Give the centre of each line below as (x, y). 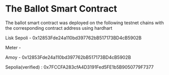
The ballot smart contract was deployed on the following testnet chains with (84, 23)
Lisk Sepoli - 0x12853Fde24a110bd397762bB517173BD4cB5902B (74, 38)
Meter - (13, 47)
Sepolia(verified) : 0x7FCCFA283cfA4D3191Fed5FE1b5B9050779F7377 (79, 67)
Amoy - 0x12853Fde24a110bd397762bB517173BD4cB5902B (68, 57)
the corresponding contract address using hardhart (59, 28)
